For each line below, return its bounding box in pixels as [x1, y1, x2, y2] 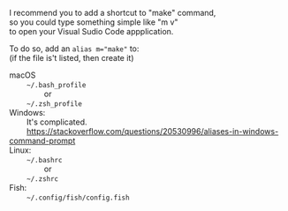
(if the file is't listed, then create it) [9, 53, 134, 63]
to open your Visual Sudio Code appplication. [9, 26, 174, 36]
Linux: [9, 145, 32, 155]
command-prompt [9, 136, 76, 146]
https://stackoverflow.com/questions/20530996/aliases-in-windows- [26, 126, 279, 136]
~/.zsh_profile [26, 100, 82, 109]
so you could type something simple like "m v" [9, 17, 178, 27]
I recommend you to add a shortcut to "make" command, [9, 8, 216, 18]
